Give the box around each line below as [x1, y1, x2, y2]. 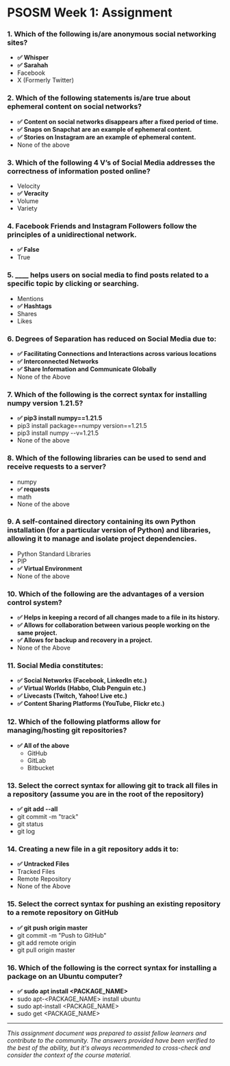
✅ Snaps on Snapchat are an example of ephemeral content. [16, 125, 192, 133]
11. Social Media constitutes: [7, 661, 104, 670]
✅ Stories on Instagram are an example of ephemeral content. [16, 132, 196, 141]
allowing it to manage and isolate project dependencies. [7, 534, 197, 543]
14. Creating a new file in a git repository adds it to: [7, 844, 179, 853]
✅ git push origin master [16, 923, 88, 932]
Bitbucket [27, 763, 55, 772]
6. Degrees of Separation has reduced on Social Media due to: [7, 334, 217, 344]
